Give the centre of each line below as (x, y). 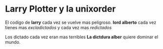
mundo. (13, 42)
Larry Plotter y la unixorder (61, 9)
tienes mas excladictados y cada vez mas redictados (59, 27)
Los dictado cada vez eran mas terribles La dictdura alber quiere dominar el (82, 37)
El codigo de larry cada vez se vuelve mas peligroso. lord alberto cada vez (81, 22)
